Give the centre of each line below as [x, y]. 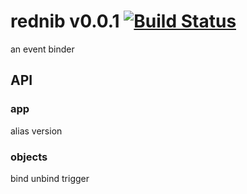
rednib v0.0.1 [65, 21]
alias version [36, 131]
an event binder [42, 49]
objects [29, 157]
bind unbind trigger [50, 178]
